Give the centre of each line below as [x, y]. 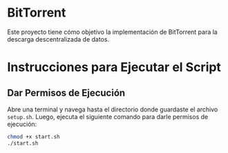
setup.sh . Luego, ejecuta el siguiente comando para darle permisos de [108, 116]
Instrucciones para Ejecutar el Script [114, 67]
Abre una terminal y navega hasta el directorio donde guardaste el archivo [113, 109]
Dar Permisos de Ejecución [66, 92]
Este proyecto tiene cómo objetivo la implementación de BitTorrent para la [112, 32]
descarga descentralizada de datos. [58, 39]
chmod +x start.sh [34, 136]
